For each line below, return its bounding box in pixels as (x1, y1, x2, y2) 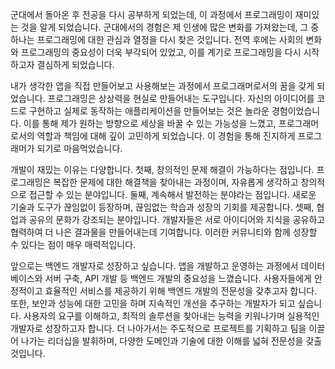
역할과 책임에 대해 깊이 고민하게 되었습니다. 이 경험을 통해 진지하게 (36, 130, 296, 142)
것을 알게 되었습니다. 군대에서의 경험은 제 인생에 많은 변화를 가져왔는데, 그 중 (20, 21, 320, 33)
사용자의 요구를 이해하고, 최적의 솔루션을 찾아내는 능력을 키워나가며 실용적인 (23, 310, 320, 322)
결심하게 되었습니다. (36, 59, 115, 70)
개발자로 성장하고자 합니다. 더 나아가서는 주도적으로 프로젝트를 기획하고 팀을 (10, 323, 307, 334)
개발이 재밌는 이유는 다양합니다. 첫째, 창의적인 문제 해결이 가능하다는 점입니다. (10, 164, 315, 175)
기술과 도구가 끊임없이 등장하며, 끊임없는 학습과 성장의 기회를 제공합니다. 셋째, (10, 201, 315, 213)
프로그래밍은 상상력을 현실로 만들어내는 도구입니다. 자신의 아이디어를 (47, 93, 315, 104)
